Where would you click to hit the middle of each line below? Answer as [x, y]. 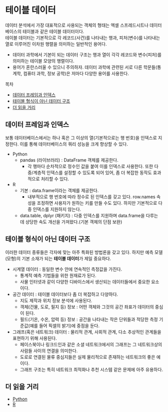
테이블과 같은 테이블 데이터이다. [53, 31]
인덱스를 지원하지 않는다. [57, 209]
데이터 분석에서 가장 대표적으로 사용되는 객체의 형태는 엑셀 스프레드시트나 [77, 25]
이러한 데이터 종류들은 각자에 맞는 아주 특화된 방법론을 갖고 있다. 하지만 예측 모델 [84, 252]
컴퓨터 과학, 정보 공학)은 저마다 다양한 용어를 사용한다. [76, 73]
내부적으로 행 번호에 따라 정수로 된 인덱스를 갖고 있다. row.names [91, 197]
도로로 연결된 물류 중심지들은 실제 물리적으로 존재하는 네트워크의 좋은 [88, 357]
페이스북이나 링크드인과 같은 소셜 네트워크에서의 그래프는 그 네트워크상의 [91, 344]
